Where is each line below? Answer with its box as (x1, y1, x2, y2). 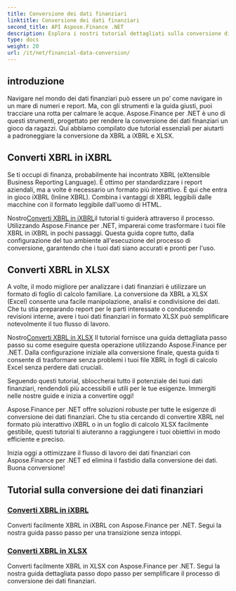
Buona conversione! (7, 464, 65, 472)
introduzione (7, 75, 65, 88)
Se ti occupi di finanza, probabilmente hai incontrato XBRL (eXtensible (7, 170, 211, 179)
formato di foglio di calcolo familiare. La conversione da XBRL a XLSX (7, 290, 209, 298)
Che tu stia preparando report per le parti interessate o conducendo (7, 305, 204, 313)
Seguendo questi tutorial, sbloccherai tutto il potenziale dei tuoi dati (7, 377, 203, 385)
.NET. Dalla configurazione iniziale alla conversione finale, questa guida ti (7, 348, 219, 357)
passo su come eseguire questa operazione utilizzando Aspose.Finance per (7, 341, 227, 350)
